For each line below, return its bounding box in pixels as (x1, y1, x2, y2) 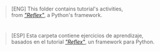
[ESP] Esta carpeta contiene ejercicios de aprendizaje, (11, 32, 144, 39)
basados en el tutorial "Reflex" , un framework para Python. (11, 38, 155, 46)
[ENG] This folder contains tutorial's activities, (11, 5, 123, 12)
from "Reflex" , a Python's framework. (11, 12, 103, 19)
